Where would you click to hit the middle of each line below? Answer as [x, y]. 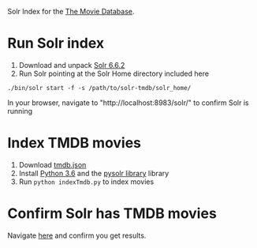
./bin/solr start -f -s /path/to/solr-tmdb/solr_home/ [99, 88]
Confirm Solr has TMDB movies [112, 214]
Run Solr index [56, 43]
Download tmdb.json [52, 164]
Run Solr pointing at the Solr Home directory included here [114, 73]
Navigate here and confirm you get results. [77, 235]
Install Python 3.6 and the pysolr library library [94, 173]
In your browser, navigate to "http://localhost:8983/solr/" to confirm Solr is [128, 103]
